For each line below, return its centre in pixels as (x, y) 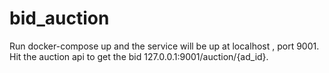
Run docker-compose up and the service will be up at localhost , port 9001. (164, 46)
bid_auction (59, 18)
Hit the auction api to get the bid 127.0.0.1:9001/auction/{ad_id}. (139, 56)
